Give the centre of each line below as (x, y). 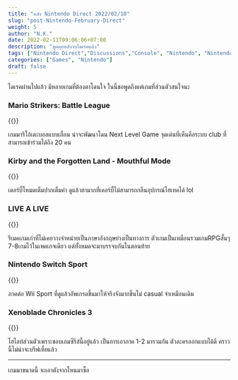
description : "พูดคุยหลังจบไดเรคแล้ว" (54, 47)
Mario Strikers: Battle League (59, 105)
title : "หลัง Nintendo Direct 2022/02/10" (69, 14)
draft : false (27, 66)
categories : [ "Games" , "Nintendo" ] (60, 60)
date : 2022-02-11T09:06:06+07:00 (57, 40)
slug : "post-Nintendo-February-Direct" (67, 20)
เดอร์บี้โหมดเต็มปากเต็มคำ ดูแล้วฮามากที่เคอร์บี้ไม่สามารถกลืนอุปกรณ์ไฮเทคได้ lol (101, 190)
